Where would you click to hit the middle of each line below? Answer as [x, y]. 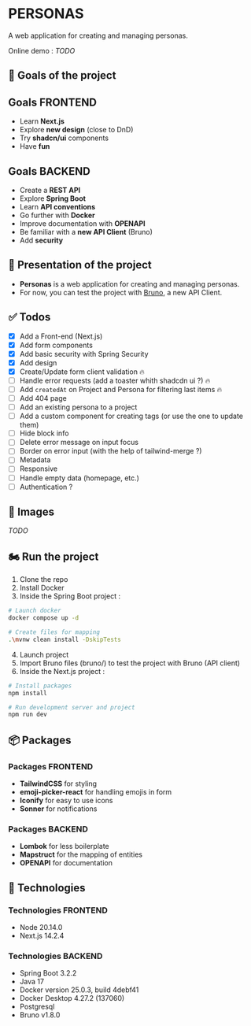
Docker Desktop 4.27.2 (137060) [72, 998]
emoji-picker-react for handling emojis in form [96, 791]
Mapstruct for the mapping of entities [81, 854]
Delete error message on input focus [79, 443]
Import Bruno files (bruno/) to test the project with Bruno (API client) [130, 663]
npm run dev [28, 715]
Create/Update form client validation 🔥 [82, 372]
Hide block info [44, 433]
